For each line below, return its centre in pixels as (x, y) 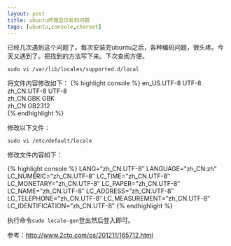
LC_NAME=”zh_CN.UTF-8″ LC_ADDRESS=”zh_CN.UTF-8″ (91, 191)
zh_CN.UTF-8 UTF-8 (37, 91)
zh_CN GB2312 (29, 106)
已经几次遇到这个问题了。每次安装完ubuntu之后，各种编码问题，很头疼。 (113, 48)
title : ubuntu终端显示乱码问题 (49, 20)
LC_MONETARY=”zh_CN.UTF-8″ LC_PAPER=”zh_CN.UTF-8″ (94, 184)
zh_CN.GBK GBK (31, 99)
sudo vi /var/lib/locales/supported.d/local (73, 70)
